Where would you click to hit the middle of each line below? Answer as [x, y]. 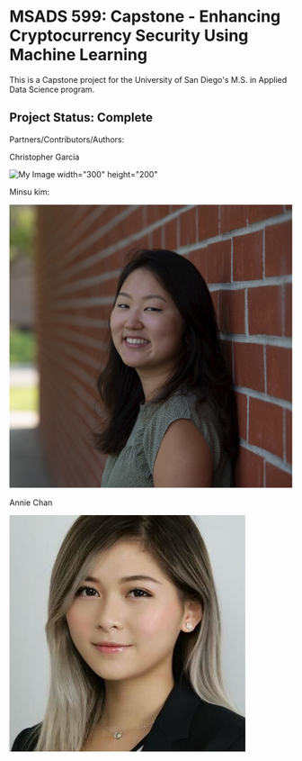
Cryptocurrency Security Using [129, 36]
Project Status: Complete [81, 118]
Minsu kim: [30, 192]
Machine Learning [79, 55]
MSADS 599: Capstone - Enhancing [145, 17]
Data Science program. [52, 89]
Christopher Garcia [44, 157]
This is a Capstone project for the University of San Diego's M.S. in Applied [148, 79]
